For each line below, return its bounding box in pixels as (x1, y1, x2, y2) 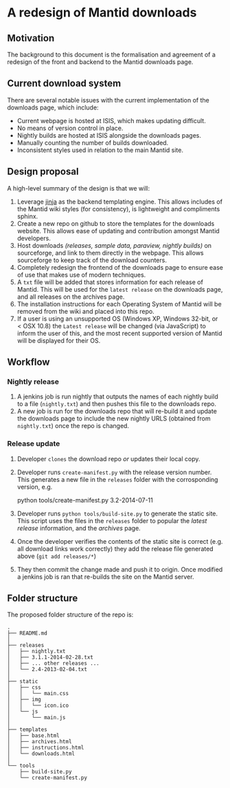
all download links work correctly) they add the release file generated (16, 544, 214, 553)
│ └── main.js (7, 714, 67, 721)
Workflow (7, 356, 50, 368)
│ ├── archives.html (7, 738, 72, 745)
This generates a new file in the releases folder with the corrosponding (16, 475, 218, 483)
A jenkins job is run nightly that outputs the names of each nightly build (16, 392, 218, 401)
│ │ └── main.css (7, 690, 69, 697)
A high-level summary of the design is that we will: (7, 184, 150, 192)
